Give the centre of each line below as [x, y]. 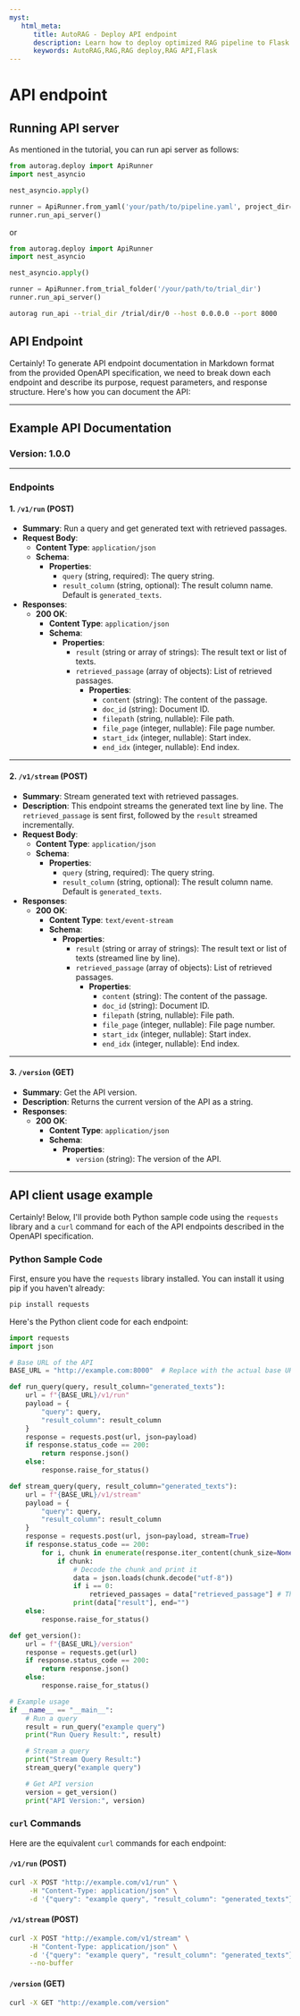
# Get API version [59, 1784]
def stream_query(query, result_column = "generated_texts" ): [124, 1486]
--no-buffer [51, 1963]
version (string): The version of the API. [148, 1158]
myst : [19, 17]
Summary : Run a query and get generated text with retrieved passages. [154, 528]
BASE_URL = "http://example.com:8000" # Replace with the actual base [145, 1371]
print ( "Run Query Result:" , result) [94, 1735]
